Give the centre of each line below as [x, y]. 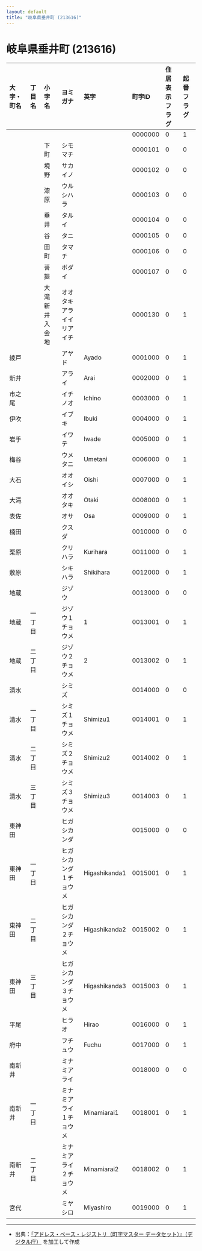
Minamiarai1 [101, 1113]
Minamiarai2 [101, 1169]
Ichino [92, 399]
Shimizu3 [97, 796]
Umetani [96, 459]
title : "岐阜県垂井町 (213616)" [44, 17]
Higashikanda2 [105, 930]
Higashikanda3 [105, 986]
